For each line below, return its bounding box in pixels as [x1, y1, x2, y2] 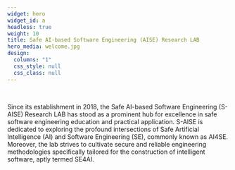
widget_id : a [7, 17, 46, 24]
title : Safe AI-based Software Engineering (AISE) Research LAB [7, 37, 200, 44]
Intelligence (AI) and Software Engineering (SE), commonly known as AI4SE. [7, 132, 229, 141]
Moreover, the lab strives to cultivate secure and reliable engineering [7, 140, 207, 148]
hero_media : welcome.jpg [7, 43, 80, 50]
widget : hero [7, 10, 46, 18]
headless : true [7, 23, 52, 30]
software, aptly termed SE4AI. [7, 154, 94, 163]
